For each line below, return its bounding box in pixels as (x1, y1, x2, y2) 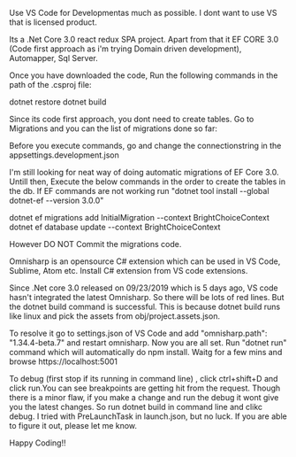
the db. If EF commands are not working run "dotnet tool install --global (9, 186, 269, 196)
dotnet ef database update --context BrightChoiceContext (9, 221, 221, 232)
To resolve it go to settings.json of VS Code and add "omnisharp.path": (9, 328, 268, 338)
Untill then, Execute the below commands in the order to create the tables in (9, 176, 285, 187)
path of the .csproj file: (9, 80, 92, 89)
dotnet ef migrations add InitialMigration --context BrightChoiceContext (9, 213, 269, 222)
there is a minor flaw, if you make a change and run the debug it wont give (9, 392, 279, 402)
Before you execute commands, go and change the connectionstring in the (9, 141, 282, 151)
